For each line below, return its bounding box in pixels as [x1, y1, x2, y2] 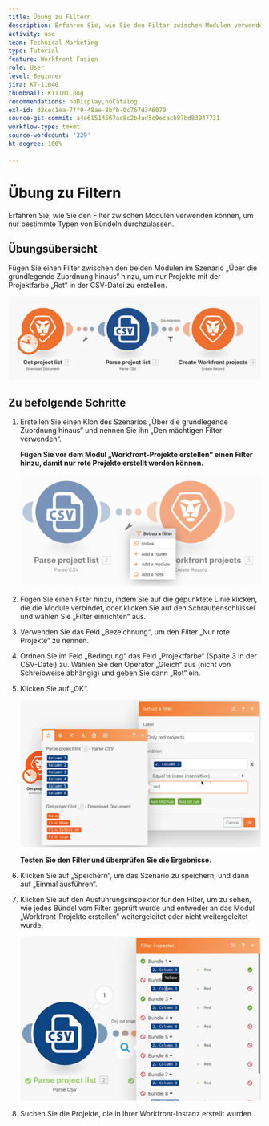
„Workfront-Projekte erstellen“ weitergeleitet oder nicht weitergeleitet [19, 911, 248, 921]
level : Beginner [8, 72, 62, 80]
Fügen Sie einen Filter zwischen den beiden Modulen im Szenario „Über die [8, 263, 258, 273]
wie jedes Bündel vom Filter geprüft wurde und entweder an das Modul [19, 903, 255, 913]
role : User [8, 64, 45, 72]
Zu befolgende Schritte [8, 395, 126, 409]
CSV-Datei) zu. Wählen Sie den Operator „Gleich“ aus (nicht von [19, 659, 231, 669]
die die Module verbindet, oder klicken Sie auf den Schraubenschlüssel [19, 602, 255, 613]
